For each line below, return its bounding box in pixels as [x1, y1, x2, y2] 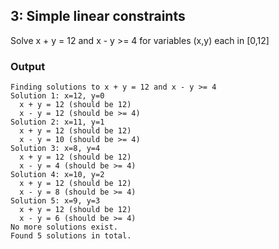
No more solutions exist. [10, 222, 118, 233]
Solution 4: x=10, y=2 [10, 170, 105, 180]
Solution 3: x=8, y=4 [10, 144, 101, 154]
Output [10, 59, 46, 73]
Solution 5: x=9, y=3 [10, 196, 101, 206]
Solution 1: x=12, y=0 [10, 91, 105, 101]
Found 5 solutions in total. [10, 231, 132, 241]
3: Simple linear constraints [10, 8, 186, 25]
